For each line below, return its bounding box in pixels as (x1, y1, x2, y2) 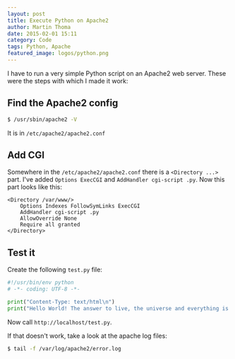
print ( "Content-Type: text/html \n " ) (7, 298, 115, 305)
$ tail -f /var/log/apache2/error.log (7, 345, 121, 352)
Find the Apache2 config (7, 97, 119, 110)
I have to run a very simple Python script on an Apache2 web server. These (7, 69, 227, 78)
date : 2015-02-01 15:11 (7, 30, 78, 37)
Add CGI (7, 149, 44, 161)
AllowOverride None (20, 215, 78, 223)
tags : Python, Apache (7, 43, 71, 50)
